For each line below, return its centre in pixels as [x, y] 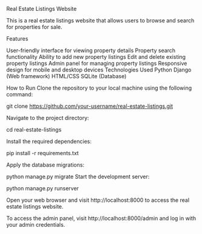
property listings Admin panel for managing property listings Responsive [97, 63]
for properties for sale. [34, 27]
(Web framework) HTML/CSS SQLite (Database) [66, 76]
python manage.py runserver [42, 188]
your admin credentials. [36, 225]
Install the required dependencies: [49, 141]
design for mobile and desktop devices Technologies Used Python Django [99, 70]
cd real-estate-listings [34, 129]
